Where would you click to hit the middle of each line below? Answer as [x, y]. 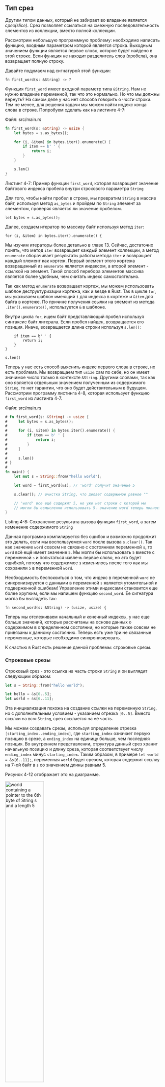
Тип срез [19, 8]
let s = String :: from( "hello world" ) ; [45, 685]
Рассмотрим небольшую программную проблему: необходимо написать [82, 40]
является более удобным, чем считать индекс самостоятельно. [72, 276]
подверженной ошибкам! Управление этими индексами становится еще [82, 588]
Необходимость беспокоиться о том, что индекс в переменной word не [80, 578]
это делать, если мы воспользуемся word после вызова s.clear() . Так [79, 542]
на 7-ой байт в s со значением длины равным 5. [56, 765]
